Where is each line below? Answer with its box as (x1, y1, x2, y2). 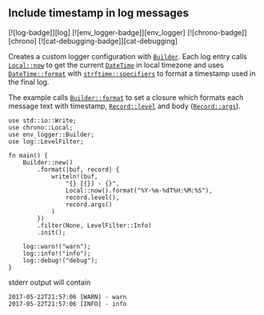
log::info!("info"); (22, 249, 91, 257)
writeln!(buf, (50, 172, 98, 181)
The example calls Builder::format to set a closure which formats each (8, 92, 244, 102)
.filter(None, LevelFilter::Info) (37, 221, 152, 229)
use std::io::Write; (8, 116, 78, 125)
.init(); (37, 228, 66, 237)
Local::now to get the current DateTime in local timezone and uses (8, 60, 224, 70)
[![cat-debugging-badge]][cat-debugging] (38, 36, 178, 46)
